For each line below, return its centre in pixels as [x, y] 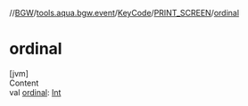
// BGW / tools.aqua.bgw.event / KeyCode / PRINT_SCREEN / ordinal [124, 13]
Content [24, 83]
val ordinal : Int [35, 92]
